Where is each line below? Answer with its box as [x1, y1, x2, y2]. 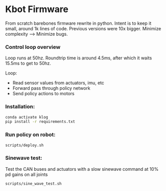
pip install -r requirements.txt [5, 119, 75, 124]
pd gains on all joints [5, 171, 48, 177]
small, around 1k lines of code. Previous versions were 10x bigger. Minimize [5, 25, 161, 31]
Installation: [5, 103, 35, 110]
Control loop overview [5, 43, 61, 50]
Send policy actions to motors [12, 91, 74, 97]
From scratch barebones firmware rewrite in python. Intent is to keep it [5, 20, 152, 26]
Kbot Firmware [5, 4, 69, 15]
